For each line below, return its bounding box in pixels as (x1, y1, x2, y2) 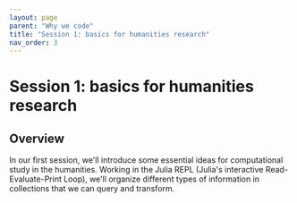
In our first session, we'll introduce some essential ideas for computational (9, 155, 284, 165)
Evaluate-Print (9, 173, 63, 184)
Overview (9, 131, 65, 146)
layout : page (9, 13, 58, 22)
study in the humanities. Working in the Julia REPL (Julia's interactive (9, 165, 264, 175)
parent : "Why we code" (9, 21, 94, 30)
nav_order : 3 (9, 38, 58, 47)
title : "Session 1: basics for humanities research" (9, 30, 210, 38)
